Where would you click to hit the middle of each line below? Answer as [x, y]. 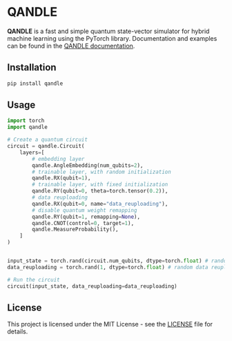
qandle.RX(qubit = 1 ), [61, 178]
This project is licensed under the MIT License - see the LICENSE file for [110, 324]
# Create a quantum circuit [48, 140]
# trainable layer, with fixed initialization [100, 185]
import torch [26, 121]
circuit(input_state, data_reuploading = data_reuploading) [92, 286]
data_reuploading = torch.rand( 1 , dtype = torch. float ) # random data [108, 267]
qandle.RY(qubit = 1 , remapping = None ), [86, 217]
